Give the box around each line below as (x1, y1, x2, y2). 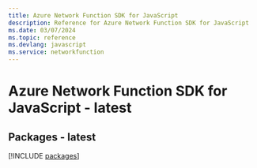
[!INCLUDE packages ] (8, 151, 80, 160)
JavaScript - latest (8, 99, 132, 117)
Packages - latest (8, 130, 96, 144)
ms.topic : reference (8, 33, 77, 42)
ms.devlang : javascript (8, 41, 87, 49)
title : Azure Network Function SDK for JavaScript (8, 11, 179, 20)
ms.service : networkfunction (8, 48, 104, 56)
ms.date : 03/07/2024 (8, 26, 77, 34)
